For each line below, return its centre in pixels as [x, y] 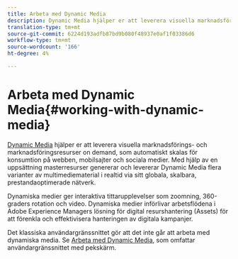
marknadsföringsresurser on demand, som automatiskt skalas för [103, 152]
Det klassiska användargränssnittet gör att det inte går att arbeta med [109, 232]
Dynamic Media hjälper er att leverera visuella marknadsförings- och [107, 144]
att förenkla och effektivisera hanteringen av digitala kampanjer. [100, 219]
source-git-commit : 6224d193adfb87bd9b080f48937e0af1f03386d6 [101, 34]
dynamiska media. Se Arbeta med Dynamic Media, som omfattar [101, 240]
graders [19, 204]
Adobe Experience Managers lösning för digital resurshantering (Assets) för [118, 211]
